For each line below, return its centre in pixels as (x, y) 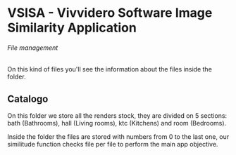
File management (33, 48)
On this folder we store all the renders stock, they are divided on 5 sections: (117, 116)
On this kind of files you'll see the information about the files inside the (110, 69)
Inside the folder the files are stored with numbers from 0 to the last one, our (118, 137)
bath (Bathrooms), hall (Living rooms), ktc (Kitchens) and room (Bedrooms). (117, 123)
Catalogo (28, 99)
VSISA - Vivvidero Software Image (110, 13)
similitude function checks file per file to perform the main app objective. (113, 144)
